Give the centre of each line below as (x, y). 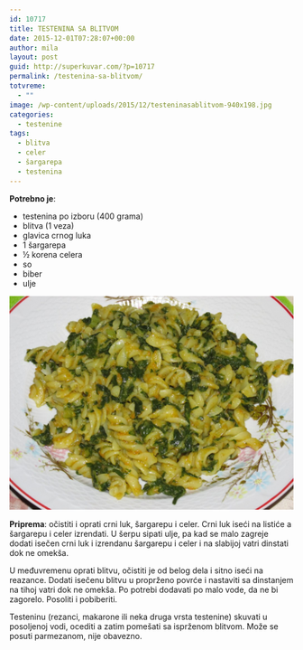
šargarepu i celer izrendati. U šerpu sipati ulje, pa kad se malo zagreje (139, 533)
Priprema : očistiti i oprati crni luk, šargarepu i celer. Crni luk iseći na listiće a (151, 523)
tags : (19, 134)
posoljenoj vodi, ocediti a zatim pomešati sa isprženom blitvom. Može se (144, 626)
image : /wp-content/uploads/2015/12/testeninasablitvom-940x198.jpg (141, 105)
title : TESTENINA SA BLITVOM (64, 28)
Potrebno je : (32, 198)
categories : (32, 114)
